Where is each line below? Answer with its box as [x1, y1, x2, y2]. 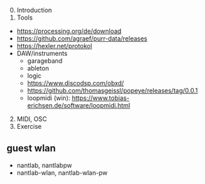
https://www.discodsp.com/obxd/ [27, 79, 125, 87]
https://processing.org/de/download [16, 27, 122, 35]
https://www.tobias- [71, 94, 130, 102]
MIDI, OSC [16, 115, 47, 123]
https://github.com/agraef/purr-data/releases [16, 34, 148, 43]
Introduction [16, 6, 52, 14]
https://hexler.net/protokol [16, 42, 92, 50]
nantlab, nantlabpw [16, 161, 73, 169]
